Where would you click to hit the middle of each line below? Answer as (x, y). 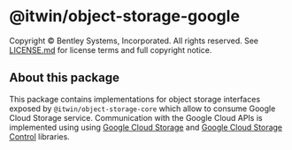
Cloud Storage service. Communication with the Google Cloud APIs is (136, 117)
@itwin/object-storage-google (125, 16)
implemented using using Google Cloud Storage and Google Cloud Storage (146, 127)
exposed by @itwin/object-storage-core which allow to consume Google (142, 109)
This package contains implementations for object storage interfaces (135, 99)
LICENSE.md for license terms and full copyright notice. (111, 49)
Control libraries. (40, 136)
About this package (64, 78)
